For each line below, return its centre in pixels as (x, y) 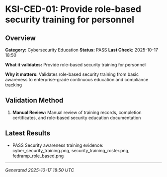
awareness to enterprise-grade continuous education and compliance (77, 80)
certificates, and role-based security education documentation (77, 118)
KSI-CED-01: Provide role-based (73, 9)
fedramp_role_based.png (38, 156)
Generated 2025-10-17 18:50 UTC (40, 170)
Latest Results (28, 133)
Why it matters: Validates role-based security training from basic (72, 74)
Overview (21, 38)
